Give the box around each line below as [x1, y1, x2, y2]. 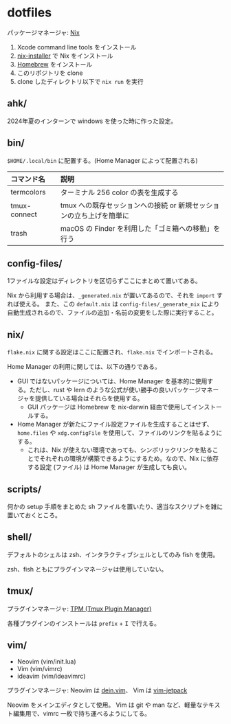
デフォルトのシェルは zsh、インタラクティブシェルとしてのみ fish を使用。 [7, 550, 219, 558]
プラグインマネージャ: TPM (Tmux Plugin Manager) [7, 604, 152, 613]
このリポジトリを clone [16, 69, 83, 77]
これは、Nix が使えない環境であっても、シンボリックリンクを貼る [27, 446, 213, 454]
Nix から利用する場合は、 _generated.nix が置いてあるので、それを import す [7, 291, 223, 299]
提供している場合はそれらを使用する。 [35, 394, 144, 403]
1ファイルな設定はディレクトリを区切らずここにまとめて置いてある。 [7, 277, 201, 285]
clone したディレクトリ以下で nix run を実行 [16, 77, 144, 85]
